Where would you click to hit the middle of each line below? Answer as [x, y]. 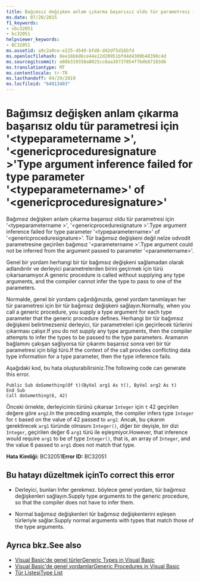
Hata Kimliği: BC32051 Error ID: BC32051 [57, 456]
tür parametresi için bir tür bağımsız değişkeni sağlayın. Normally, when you [98, 305]
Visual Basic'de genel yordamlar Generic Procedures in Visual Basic [97, 566]
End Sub [16, 390]
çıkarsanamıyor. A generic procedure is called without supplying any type [96, 275]
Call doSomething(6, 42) [37, 396]
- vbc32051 [20, 28]
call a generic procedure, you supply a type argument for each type [89, 312]
